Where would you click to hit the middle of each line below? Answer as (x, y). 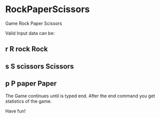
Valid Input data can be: (30, 33)
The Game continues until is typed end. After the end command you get (80, 96)
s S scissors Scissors (40, 66)
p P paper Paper (31, 84)
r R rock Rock (27, 49)
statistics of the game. (28, 101)
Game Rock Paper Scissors (34, 23)
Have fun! (15, 111)
